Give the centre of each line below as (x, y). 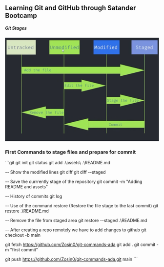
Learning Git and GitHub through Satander (71, 8)
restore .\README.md (27, 211)
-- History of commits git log (34, 196)
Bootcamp (21, 16)
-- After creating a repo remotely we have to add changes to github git (76, 230)
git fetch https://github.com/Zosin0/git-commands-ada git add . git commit (80, 245)
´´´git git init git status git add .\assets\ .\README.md (58, 163)
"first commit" (24, 250)
